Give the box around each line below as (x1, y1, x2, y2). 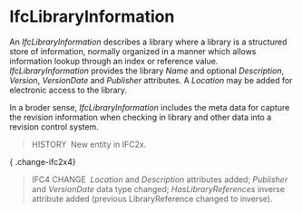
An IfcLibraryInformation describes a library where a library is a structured (9, 36, 287, 47)
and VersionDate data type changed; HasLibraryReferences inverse (31, 183, 286, 194)
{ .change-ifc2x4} (9, 156, 76, 167)
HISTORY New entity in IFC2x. (31, 139, 147, 150)
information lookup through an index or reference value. (9, 55, 219, 66)
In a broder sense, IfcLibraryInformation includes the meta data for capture (9, 102, 290, 112)
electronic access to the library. (9, 84, 128, 95)
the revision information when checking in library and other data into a (9, 111, 272, 122)
